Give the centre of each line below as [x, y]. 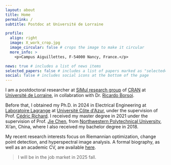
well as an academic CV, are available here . [51, 147]
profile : [15, 34]
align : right [24, 38]
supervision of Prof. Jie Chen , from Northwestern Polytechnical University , [83, 121]
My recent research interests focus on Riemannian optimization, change [81, 137]
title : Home [18, 15]
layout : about [20, 10]
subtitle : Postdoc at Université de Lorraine [54, 24]
